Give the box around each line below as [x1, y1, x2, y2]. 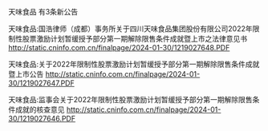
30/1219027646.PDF [8, 114, 76, 123]
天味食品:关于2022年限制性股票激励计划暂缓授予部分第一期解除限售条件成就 [8, 59, 260, 69]
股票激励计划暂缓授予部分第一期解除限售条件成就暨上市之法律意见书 [22, 34, 247, 43]
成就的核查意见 [14, 105, 65, 114]
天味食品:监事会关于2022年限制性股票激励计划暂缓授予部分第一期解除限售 [8, 95, 253, 104]
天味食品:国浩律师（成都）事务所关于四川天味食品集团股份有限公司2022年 [8, 24, 253, 34]
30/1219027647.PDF [8, 78, 75, 88]
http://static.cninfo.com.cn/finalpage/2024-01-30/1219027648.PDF [8, 43, 230, 52]
